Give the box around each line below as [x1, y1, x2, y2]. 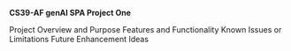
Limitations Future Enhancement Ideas [9, 34, 149, 44]
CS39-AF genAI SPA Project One [9, 8, 131, 18]
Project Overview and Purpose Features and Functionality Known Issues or [9, 25, 282, 34]
